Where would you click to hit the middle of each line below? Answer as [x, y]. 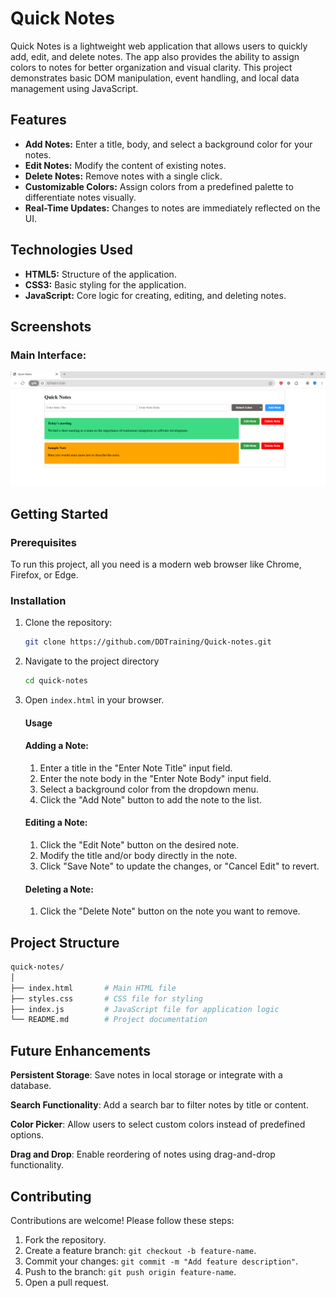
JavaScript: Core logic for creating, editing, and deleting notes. [155, 295]
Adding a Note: [56, 746]
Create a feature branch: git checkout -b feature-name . [140, 1250]
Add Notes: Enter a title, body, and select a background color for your [168, 144]
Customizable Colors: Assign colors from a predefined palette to [159, 186]
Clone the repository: [68, 623]
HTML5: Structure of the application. [100, 274]
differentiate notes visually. [80, 197]
